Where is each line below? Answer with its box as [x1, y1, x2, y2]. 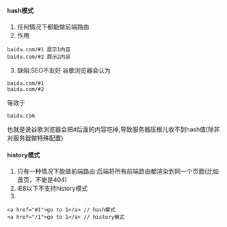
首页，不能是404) [16, 176, 67, 184]
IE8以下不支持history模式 [16, 185, 88, 193]
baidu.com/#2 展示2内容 [7, 53, 70, 61]
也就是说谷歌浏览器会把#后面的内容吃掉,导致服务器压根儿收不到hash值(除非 [7, 125, 220, 133]
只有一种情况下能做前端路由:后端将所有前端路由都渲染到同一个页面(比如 [16, 168, 219, 176]
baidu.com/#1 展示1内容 [7, 46, 70, 53]
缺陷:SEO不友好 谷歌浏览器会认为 [16, 66, 111, 75]
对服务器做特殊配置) [7, 134, 64, 142]
